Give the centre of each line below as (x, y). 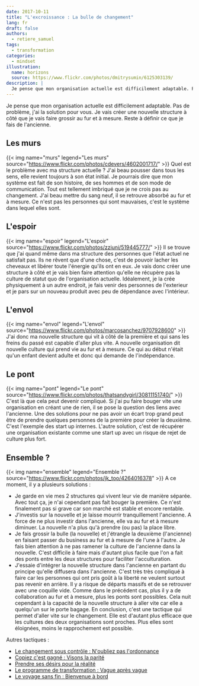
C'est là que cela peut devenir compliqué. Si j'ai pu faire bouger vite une (94, 401)
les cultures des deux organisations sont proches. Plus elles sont (94, 622)
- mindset (23, 61)
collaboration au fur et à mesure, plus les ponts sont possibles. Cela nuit (103, 596)
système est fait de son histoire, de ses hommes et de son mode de (89, 183)
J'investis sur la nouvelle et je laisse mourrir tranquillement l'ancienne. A (103, 515)
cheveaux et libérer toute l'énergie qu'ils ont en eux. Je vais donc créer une (98, 266)
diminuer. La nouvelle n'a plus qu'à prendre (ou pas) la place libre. (95, 527)
